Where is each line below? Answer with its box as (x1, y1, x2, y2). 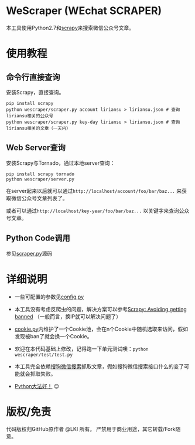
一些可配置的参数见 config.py (14, 293, 84, 300)
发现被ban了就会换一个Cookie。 (14, 332, 93, 339)
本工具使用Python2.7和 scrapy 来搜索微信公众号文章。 (6, 24, 135, 31)
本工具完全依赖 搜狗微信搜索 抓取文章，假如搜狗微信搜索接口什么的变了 (14, 362, 184, 370)
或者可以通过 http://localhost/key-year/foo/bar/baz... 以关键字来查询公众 (6, 207, 190, 214)
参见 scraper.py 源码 (6, 250, 53, 257)
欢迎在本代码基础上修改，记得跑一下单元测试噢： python (14, 345, 149, 352)
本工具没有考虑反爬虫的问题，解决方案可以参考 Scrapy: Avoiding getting (14, 305, 187, 312)
